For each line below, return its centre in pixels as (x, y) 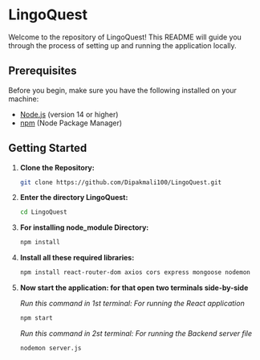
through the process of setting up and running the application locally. (122, 45)
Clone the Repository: (57, 167)
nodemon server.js (51, 348)
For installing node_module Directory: (84, 227)
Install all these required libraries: (77, 258)
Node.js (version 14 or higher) (69, 114)
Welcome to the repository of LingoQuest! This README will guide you (125, 37)
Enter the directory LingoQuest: (74, 198)
